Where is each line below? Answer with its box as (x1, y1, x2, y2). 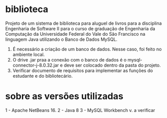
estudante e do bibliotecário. (12, 73, 73, 79)
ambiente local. (12, 51, 45, 57)
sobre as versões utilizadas (5, 91, 123, 102)
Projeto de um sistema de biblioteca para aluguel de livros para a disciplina (5, 20, 162, 26)
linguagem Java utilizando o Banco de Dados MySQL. (5, 36, 118, 42)
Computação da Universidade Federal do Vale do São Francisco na (5, 31, 146, 37)
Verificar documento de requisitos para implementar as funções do (12, 67, 153, 74)
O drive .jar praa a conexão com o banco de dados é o (12, 56, 127, 63)
